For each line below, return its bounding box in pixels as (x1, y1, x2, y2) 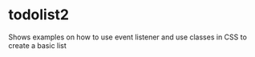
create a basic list (8, 40, 67, 50)
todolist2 (8, 6, 70, 24)
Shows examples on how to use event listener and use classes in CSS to (8, 32, 247, 42)
